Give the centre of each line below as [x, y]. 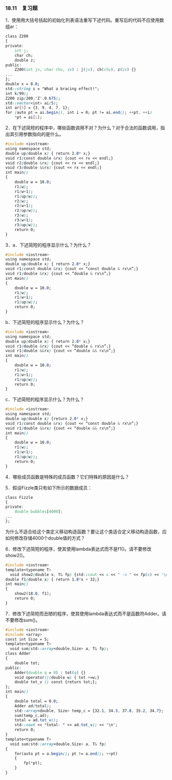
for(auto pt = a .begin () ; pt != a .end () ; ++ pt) [66, 754]
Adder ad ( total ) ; [33, 706]
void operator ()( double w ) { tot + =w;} [57, 678]
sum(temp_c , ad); [32, 715]
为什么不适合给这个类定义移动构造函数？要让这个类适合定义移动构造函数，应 [86, 531]
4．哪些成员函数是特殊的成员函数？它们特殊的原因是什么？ [67, 477]
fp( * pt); [33, 763]
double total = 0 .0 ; [36, 701]
